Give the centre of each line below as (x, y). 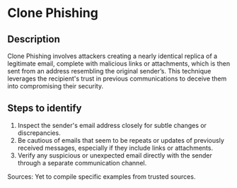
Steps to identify (45, 108)
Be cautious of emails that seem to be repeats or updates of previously (121, 140)
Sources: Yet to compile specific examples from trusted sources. (102, 176)
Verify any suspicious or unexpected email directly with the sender (115, 155)
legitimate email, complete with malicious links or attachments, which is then (119, 64)
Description (34, 39)
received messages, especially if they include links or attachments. (115, 148)
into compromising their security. (56, 86)
